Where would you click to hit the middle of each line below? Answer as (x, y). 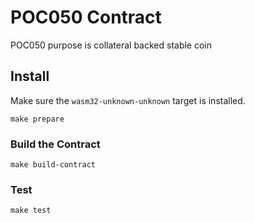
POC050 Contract (86, 17)
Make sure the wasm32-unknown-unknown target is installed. (128, 100)
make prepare (37, 119)
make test (31, 211)
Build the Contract (55, 144)
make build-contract (53, 165)
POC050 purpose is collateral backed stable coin (111, 45)
